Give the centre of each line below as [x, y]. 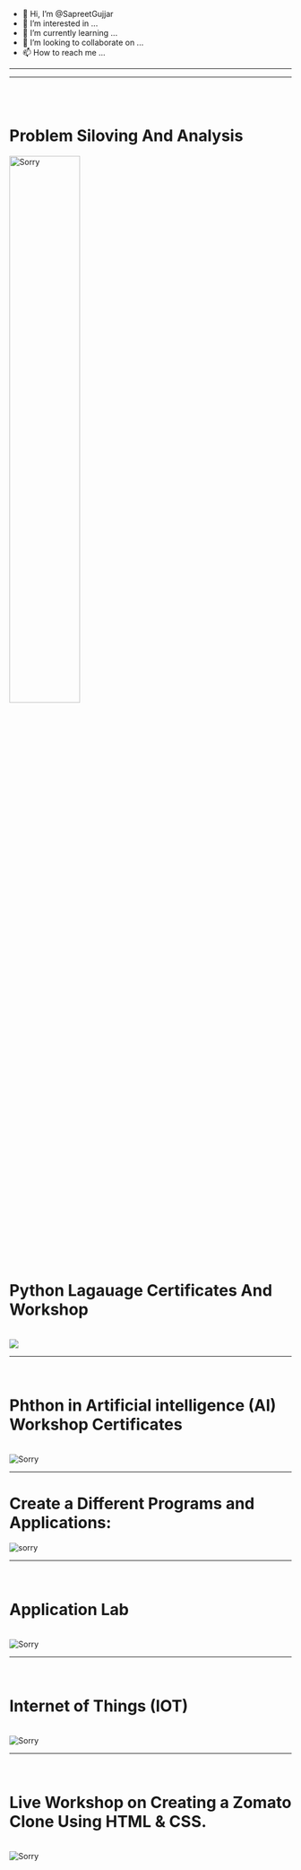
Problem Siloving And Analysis [126, 136]
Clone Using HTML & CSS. [108, 1821]
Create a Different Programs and [132, 1504]
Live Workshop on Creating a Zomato [150, 1802]
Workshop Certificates [96, 1424]
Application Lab [69, 1609]
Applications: [60, 1523]
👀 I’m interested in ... [60, 23]
